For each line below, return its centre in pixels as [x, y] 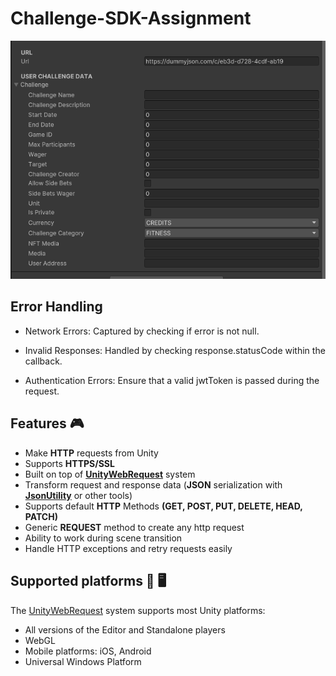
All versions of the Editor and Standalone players [125, 629]
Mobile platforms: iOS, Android [88, 651]
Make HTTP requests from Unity [91, 453]
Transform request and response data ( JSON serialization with [153, 484]
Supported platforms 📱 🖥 [88, 581]
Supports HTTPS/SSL [69, 463]
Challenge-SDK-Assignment [131, 18]
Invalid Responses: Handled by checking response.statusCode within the [175, 350]
